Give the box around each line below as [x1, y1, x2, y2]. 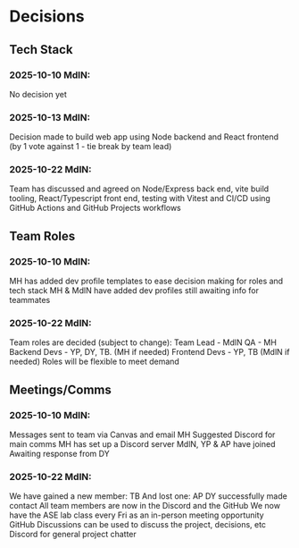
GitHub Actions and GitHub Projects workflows [9, 203, 181, 214]
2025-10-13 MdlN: [9, 111, 91, 123]
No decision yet [9, 89, 67, 99]
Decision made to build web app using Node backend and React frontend [9, 131, 279, 142]
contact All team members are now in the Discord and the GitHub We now [9, 501, 281, 511]
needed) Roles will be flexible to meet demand [9, 356, 180, 367]
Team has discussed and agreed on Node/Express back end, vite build [9, 183, 270, 194]
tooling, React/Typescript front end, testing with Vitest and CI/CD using [9, 193, 270, 204]
